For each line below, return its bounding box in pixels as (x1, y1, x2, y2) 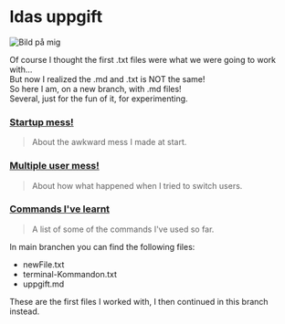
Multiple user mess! (9, 160, 100, 172)
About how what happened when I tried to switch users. (31, 180, 243, 191)
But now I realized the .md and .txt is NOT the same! (9, 73, 206, 84)
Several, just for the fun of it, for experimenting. (9, 93, 189, 104)
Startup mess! (9, 116, 75, 129)
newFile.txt (22, 258, 65, 270)
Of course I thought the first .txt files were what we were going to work (9, 54, 277, 65)
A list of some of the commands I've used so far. (31, 224, 215, 235)
